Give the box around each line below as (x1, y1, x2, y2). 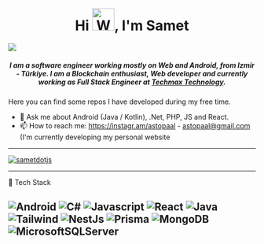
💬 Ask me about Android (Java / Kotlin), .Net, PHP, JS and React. (19, 112, 229, 121)
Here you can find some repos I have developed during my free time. (8, 97, 231, 106)
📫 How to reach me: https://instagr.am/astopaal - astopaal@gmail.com (19, 120, 251, 130)
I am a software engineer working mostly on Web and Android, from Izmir (9, 60, 255, 70)
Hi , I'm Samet (75, 17, 189, 35)
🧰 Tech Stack (8, 177, 51, 187)
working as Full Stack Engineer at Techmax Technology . (38, 77, 226, 87)
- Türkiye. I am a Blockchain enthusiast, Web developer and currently (16, 68, 248, 78)
